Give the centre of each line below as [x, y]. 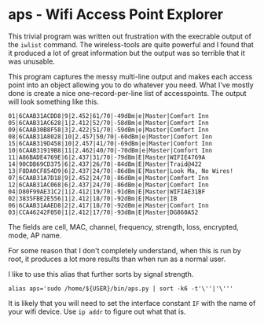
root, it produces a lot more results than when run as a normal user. [117, 259]
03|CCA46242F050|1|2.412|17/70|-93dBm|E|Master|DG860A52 [103, 212]
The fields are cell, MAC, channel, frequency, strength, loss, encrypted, [124, 226]
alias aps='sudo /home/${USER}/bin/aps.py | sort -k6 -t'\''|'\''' [121, 289]
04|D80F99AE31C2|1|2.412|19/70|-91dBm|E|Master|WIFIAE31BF [107, 191]
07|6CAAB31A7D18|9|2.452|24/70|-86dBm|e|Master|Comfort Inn [109, 178]
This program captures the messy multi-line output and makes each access [130, 76]
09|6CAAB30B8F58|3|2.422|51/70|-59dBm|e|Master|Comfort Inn [109, 130]
